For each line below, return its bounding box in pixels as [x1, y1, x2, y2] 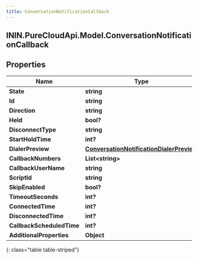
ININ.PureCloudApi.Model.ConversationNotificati [6, 31, 192, 41]
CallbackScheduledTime [9, 221, 80, 230]
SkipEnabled [9, 183, 45, 191]
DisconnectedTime [9, 212, 64, 220]
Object [85, 231, 105, 239]
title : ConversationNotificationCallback [6, 8, 110, 15]
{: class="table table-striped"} [6, 246, 80, 253]
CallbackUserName [9, 163, 65, 172]
